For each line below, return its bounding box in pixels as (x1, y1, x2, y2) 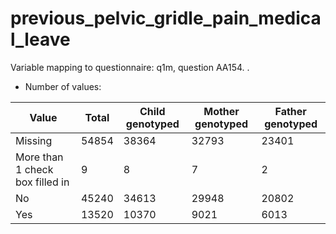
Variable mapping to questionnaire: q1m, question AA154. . (10, 61, 250, 73)
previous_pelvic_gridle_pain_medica (10, 7, 322, 30)
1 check (15, 162, 54, 176)
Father (274, 104, 307, 118)
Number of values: (24, 80, 102, 92)
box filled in (15, 175, 70, 189)
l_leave (10, 28, 71, 51)
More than (15, 150, 64, 164)
